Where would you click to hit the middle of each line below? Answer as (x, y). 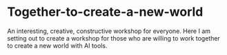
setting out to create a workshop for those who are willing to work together (114, 38)
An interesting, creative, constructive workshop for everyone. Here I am (109, 31)
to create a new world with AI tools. (57, 45)
